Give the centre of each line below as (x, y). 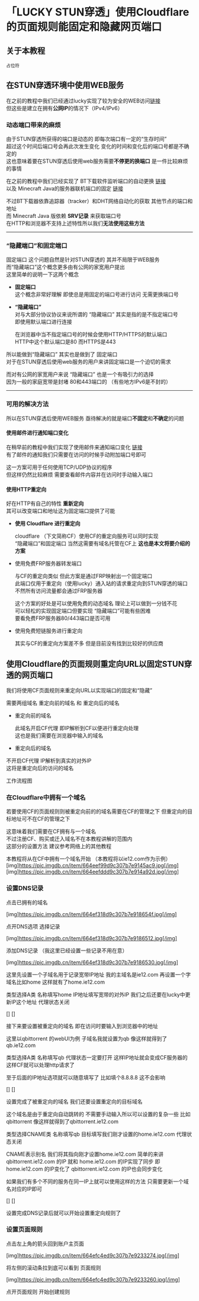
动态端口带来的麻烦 (33, 125)
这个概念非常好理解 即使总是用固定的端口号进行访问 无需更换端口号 (97, 294)
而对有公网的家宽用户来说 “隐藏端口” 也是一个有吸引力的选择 (80, 374)
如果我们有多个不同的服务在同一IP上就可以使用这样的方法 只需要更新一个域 (97, 1181)
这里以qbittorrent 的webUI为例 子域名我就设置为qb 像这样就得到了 (87, 1038)
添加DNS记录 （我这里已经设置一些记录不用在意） (67, 950)
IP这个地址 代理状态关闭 (40, 1002)
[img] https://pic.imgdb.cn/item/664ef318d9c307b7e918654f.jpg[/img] (92, 914)
